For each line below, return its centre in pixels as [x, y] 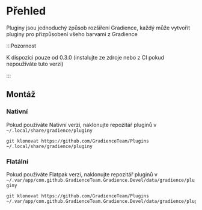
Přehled [26, 11]
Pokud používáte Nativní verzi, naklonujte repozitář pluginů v [81, 125]
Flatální [17, 161]
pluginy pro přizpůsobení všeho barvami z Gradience [72, 34]
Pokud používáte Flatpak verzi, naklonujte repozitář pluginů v [82, 174]
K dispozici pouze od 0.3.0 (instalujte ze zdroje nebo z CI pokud [85, 57]
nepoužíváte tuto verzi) [35, 64]
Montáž [21, 94]
